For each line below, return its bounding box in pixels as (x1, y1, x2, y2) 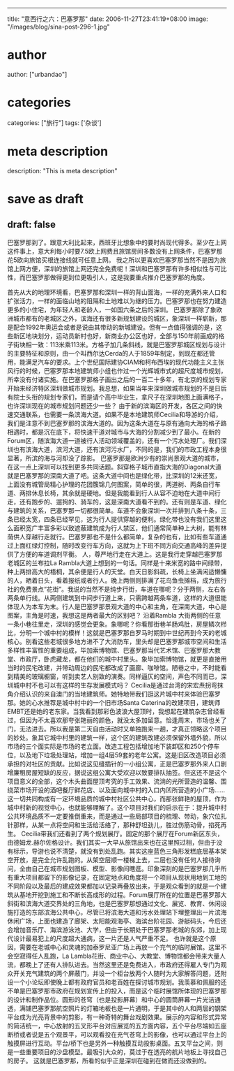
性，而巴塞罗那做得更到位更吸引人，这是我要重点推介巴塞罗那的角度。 (7, 273, 209, 282)
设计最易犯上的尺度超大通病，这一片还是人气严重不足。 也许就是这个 (13, 934, 210, 942)
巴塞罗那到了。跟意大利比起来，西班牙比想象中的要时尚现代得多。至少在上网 (7, 238, 227, 247)
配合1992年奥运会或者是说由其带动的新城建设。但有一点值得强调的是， (13, 323, 217, 331)
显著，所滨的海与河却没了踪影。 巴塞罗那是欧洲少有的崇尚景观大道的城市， (7, 453, 223, 462)
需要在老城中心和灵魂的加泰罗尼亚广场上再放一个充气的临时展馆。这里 (19, 942, 221, 951)
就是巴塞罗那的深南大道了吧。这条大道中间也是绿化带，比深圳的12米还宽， (7, 471, 221, 479)
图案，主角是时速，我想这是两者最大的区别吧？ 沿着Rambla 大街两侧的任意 (7, 611, 221, 619)
